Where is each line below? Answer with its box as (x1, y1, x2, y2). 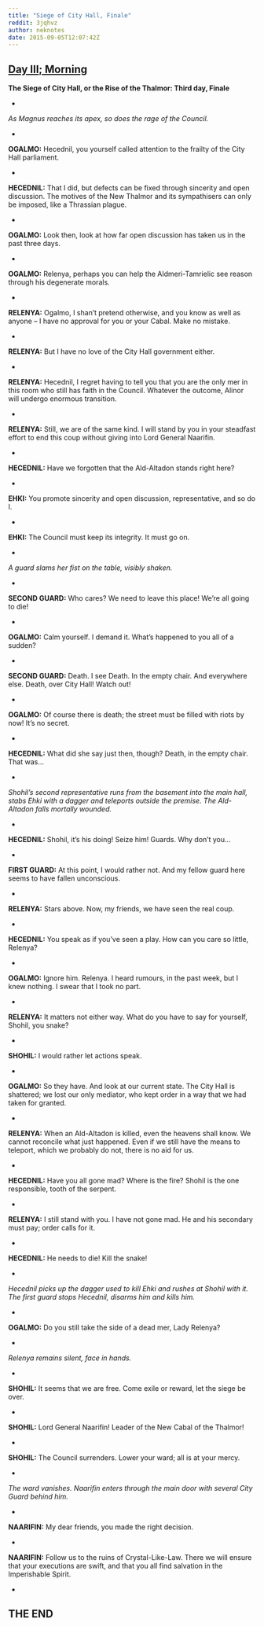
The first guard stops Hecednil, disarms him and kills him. (8, 1293, 195, 1302)
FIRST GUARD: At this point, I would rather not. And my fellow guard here (8, 866, 246, 875)
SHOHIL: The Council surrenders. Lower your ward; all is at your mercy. (8, 1453, 240, 1462)
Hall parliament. (8, 153, 59, 162)
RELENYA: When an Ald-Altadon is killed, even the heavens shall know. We (8, 1129, 251, 1139)
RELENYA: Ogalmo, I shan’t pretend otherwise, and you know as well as (8, 308, 241, 318)
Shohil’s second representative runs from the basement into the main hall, (8, 788, 248, 797)
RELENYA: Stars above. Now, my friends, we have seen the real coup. (8, 904, 235, 914)
